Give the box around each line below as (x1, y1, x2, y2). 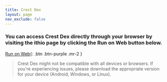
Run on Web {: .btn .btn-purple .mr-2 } (5, 50, 82, 56)
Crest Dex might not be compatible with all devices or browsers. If (17, 60, 154, 66)
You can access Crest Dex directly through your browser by (5, 33, 153, 40)
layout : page (5, 12, 32, 17)
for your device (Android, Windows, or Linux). (17, 71, 111, 77)
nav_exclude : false (5, 16, 46, 21)
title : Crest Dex (5, 7, 41, 12)
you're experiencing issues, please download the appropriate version (17, 65, 160, 71)
